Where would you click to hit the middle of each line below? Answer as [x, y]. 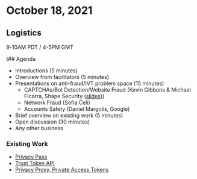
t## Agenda [21, 59]
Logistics [24, 33]
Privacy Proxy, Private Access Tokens [62, 170]
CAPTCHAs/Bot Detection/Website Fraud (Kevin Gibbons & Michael [108, 90]
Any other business [39, 128]
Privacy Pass [31, 157]
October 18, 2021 [49, 11]
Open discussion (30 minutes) [52, 122]
